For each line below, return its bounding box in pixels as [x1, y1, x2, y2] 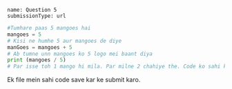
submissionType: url [7, 12, 67, 19]
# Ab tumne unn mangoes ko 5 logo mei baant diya [7, 50, 153, 57]
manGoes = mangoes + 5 [7, 43, 72, 51]
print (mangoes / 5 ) [7, 57, 67, 63]
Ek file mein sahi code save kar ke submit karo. [7, 76, 141, 84]
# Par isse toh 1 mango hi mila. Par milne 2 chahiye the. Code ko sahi [7, 63, 221, 70]
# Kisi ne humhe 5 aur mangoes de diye [7, 37, 122, 44]
